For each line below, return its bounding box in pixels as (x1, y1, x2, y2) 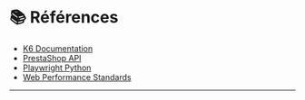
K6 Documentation (22, 42, 93, 54)
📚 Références (9, 7, 119, 28)
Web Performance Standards (22, 71, 132, 82)
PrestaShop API (22, 52, 82, 63)
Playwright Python (22, 62, 92, 73)
